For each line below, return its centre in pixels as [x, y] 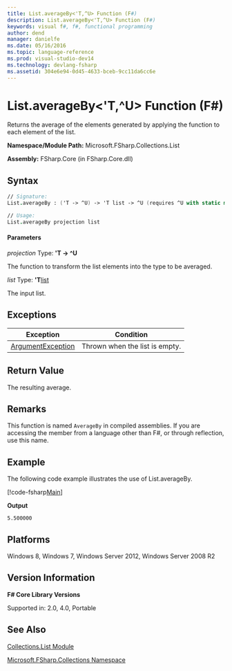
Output [18, 506]
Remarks [27, 409]
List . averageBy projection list [54, 222]
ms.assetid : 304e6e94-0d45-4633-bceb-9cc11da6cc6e [81, 71]
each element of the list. [41, 132]
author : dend [26, 33]
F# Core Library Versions [44, 594]
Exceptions [32, 315]
